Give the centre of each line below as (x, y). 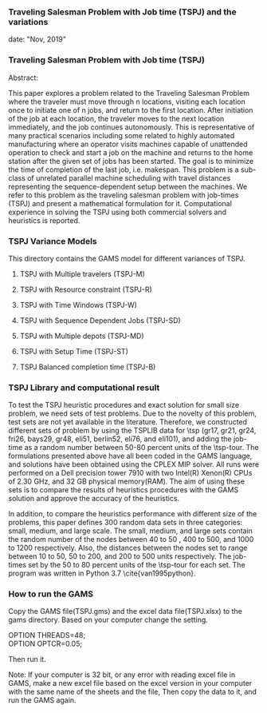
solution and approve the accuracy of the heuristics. (94, 499)
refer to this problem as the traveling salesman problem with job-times (124, 195)
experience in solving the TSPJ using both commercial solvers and (118, 212)
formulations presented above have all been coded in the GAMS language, (130, 456)
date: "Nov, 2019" (37, 39)
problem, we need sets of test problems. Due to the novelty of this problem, (133, 413)
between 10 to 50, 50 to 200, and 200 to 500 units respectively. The (120, 556)
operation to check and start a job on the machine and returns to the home (131, 152)
